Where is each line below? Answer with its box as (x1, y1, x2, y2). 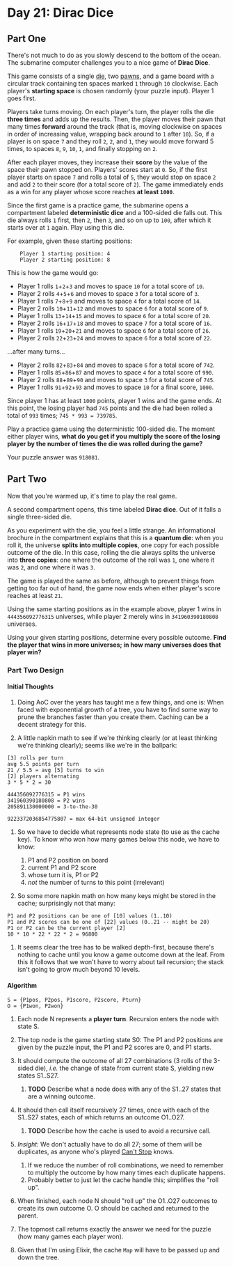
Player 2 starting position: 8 (19, 256, 111, 263)
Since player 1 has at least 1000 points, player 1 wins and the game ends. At (7, 397, 222, 404)
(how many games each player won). (17, 1232, 124, 1241)
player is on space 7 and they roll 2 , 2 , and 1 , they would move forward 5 (7, 137, 214, 145)
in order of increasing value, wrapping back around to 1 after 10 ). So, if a (7, 130, 215, 138)
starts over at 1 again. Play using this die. (7, 223, 125, 231)
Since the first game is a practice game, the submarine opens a (7, 201, 189, 210)
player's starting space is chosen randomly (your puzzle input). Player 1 (7, 87, 214, 95)
